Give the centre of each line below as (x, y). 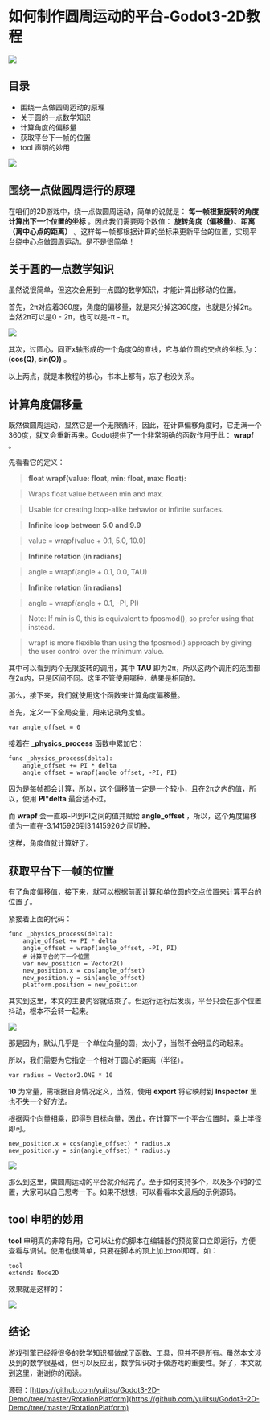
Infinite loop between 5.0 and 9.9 (84, 525)
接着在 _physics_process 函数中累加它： (76, 743)
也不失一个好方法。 (40, 1101)
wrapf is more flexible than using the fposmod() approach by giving (139, 643)
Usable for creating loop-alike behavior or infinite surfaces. (126, 510)
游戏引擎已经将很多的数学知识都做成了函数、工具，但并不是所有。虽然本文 (131, 1352)
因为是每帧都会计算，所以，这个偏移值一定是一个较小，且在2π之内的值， (129, 788)
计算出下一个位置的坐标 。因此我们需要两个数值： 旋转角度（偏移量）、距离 (132, 221)
